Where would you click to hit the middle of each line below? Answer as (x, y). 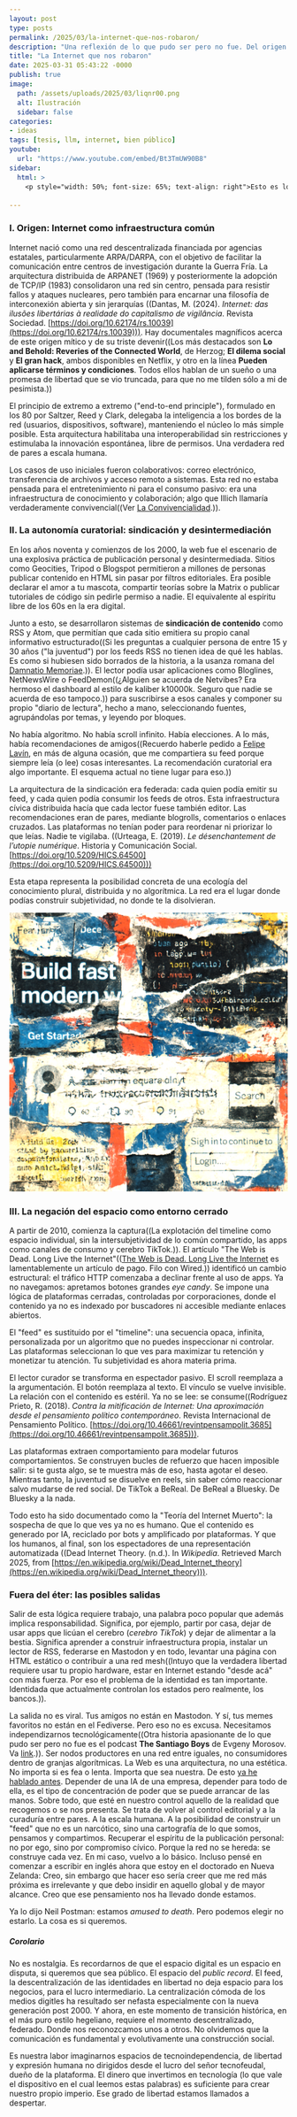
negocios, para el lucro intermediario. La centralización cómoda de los (137, 1992)
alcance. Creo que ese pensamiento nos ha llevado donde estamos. (133, 1895)
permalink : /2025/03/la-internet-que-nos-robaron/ (104, 37)
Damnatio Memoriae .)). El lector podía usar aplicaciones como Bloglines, (141, 670)
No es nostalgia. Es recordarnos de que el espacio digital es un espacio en (145, 1964)
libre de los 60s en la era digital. (67, 605)
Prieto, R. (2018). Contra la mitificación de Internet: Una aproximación (137, 1406)
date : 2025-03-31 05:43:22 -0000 (71, 65)
